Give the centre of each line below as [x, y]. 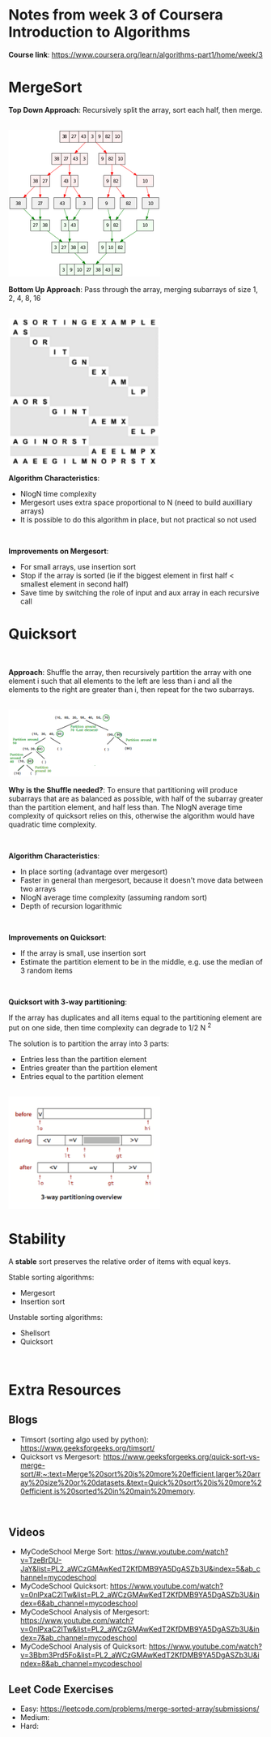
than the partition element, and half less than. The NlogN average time [125, 807]
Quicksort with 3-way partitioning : [68, 1002]
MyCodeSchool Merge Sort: [67, 1552]
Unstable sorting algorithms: [56, 1317]
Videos [27, 1532]
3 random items [46, 970]
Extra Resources [65, 1390]
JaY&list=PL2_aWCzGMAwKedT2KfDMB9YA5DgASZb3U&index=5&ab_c [140, 1569]
